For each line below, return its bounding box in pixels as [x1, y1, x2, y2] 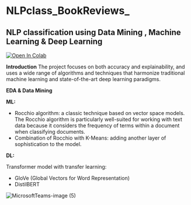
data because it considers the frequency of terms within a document [14, 122, 180, 129]
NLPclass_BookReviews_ [6, 4, 130, 18]
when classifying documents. [14, 128, 86, 135]
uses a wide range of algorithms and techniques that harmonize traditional [6, 70, 185, 77]
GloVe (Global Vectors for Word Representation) [14, 175, 130, 182]
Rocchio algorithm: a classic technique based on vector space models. [14, 110, 185, 116]
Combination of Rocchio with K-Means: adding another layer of [14, 134, 166, 141]
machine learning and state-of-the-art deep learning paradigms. [6, 76, 161, 82]
